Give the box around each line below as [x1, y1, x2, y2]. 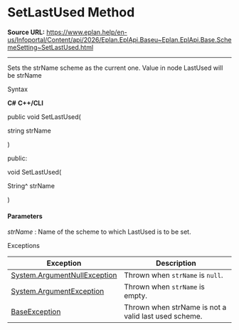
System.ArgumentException [11, 287, 105, 297]
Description [155, 258, 197, 268]
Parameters [7, 212, 43, 220]
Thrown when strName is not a [124, 302, 227, 312]
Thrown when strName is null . [124, 270, 223, 280]
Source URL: [7, 28, 45, 36]
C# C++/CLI [7, 98, 44, 107]
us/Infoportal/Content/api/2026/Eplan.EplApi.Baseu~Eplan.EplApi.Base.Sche [7, 35, 232, 43]
